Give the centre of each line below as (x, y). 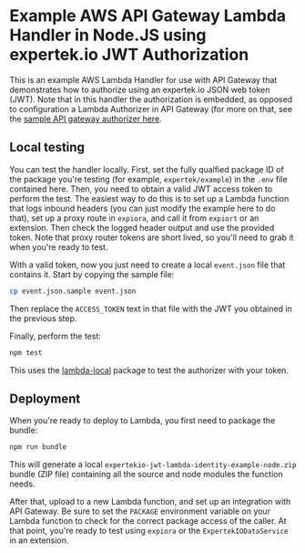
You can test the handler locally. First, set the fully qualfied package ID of (147, 169)
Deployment (45, 398)
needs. (22, 484)
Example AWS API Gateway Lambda (148, 16)
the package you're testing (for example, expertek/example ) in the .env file (149, 179)
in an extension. (39, 540)
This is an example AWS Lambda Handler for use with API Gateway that (143, 79)
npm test (26, 352)
